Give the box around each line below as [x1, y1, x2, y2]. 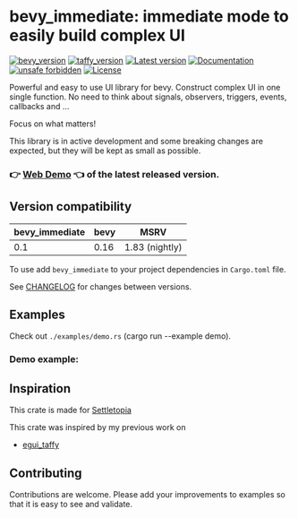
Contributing [9, 465, 82, 480]
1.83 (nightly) [123, 240, 183, 253]
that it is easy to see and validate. [9, 499, 132, 510]
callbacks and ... [9, 100, 70, 111]
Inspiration [9, 381, 72, 396]
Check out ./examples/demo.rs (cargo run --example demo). [9, 331, 231, 341]
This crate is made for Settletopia [9, 405, 132, 416]
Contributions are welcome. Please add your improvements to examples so [9, 489, 286, 500]
